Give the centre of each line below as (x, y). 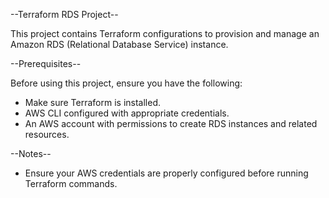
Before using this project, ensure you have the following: (126, 83)
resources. (47, 134)
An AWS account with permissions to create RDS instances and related (171, 123)
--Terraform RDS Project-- (64, 14)
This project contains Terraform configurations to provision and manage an (165, 33)
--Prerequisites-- (46, 63)
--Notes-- (31, 153)
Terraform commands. (71, 183)
